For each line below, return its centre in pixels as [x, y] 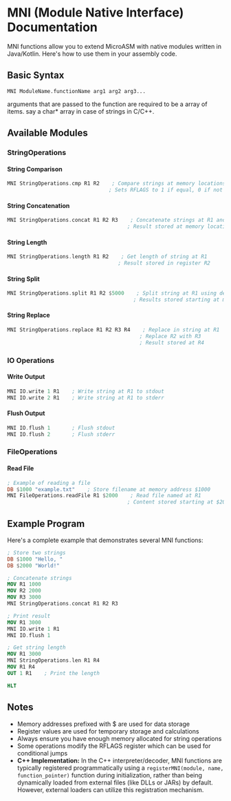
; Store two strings [37, 552]
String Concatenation [38, 205]
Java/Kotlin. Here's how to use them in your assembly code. [92, 54]
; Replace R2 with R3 [170, 336]
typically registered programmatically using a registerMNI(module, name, [120, 768]
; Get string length [37, 648]
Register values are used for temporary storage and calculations [108, 731]
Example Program [46, 524]
